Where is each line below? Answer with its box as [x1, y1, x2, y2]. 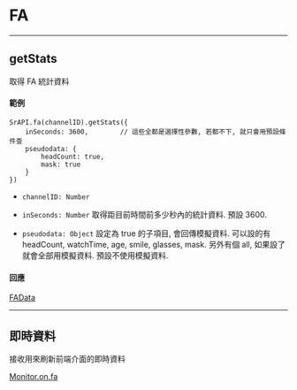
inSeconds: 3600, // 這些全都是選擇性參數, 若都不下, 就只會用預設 [25, 127, 280, 136]
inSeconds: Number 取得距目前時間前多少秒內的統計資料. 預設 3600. [21, 209, 268, 219]
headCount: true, [41, 152, 104, 161]
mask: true [41, 160, 81, 169]
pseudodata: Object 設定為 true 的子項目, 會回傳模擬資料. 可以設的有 [21, 227, 271, 239]
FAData [9, 293, 36, 303]
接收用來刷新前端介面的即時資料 [9, 353, 126, 363]
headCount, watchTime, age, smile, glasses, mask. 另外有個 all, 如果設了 [21, 239, 286, 249]
